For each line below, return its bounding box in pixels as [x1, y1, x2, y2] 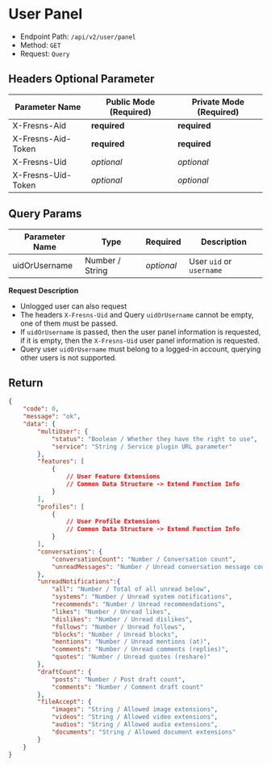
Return [8, 376, 44, 389]
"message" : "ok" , [23, 413, 81, 421]
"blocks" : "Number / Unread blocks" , [51, 630, 179, 638]
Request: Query [19, 48, 70, 58]
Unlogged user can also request [19, 301, 127, 311]
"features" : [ [37, 457, 85, 465]
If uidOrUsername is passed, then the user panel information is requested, [19, 326, 261, 336]
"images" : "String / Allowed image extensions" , [51, 705, 219, 713]
